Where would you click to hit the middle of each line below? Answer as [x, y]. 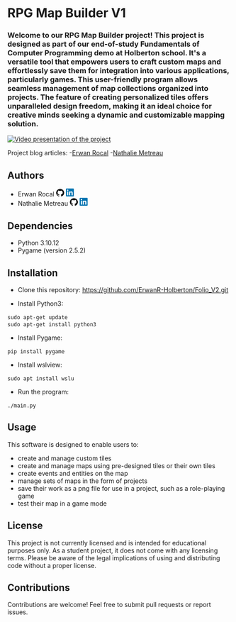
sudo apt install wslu [41, 378]
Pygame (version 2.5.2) [52, 250]
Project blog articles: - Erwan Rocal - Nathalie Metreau [85, 153]
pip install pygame [36, 351]
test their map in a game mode [62, 503]
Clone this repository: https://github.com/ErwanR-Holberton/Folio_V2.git [123, 289]
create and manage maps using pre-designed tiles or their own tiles [117, 465]
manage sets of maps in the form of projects [82, 481]
